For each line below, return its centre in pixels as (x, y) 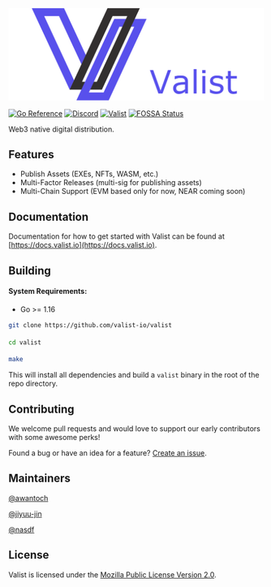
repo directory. (33, 384)
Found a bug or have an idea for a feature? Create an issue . (108, 453)
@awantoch (28, 498)
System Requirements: (48, 291)
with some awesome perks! (54, 438)
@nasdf (22, 529)
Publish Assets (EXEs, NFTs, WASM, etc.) (89, 174)
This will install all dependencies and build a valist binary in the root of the (134, 375)
